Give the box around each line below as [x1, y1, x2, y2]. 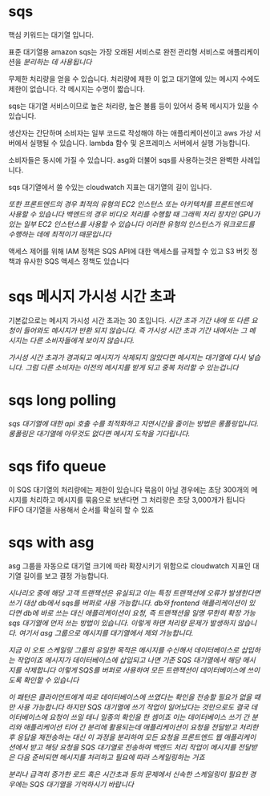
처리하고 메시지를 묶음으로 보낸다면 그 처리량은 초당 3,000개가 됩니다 [29, 495, 246, 504]
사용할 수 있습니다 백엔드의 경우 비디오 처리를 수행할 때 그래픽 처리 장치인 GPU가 [8, 209, 260, 219]
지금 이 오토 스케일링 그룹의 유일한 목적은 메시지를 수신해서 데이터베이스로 [8, 644, 240, 655]
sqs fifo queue [8, 458, 107, 475]
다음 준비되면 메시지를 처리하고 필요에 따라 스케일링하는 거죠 [16, 752, 206, 762]
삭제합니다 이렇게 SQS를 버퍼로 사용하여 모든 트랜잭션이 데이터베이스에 [22, 665, 246, 675]
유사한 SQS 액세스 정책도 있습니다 [22, 256, 130, 266]
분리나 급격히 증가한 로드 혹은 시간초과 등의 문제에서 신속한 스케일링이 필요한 [8, 769, 248, 779]
